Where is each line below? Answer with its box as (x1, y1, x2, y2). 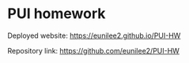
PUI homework (7, 5, 106, 23)
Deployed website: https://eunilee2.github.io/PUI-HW (7, 31, 181, 40)
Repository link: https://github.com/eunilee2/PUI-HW (7, 46, 180, 55)
